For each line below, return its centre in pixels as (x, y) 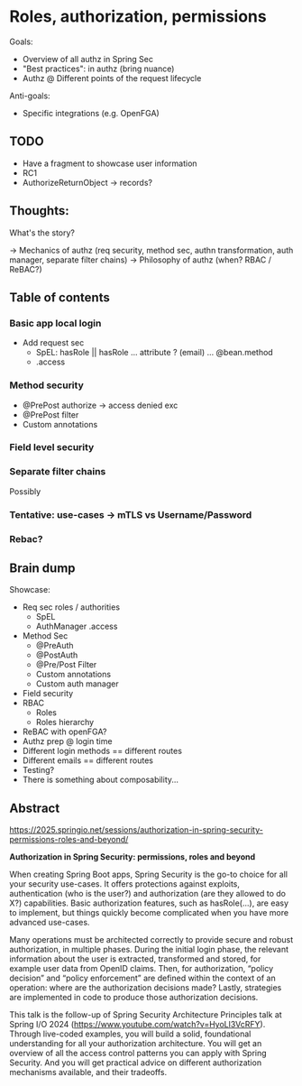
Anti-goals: (30, 96)
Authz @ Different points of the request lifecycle (112, 78)
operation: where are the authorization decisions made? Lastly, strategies (146, 988)
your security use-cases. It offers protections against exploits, (125, 884)
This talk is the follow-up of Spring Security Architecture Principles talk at (146, 1015)
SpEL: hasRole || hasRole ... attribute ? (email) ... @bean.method (154, 353)
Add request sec (53, 343)
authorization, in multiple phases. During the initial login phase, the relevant (149, 950)
